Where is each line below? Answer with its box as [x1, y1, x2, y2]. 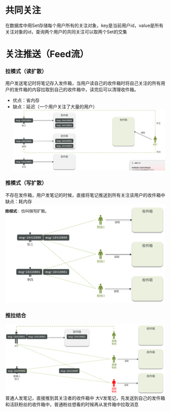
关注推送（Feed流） [5, 49, 89, 60]
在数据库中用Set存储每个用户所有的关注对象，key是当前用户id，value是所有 [5, 22, 164, 28]
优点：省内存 [12, 97, 40, 104]
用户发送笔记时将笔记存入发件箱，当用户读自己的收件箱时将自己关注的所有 [5, 80, 161, 86]
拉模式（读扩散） [5, 68, 47, 75]
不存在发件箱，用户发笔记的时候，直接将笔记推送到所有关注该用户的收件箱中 [5, 192, 165, 198]
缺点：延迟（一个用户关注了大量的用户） [12, 104, 97, 110]
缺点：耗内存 [5, 198, 32, 204]
